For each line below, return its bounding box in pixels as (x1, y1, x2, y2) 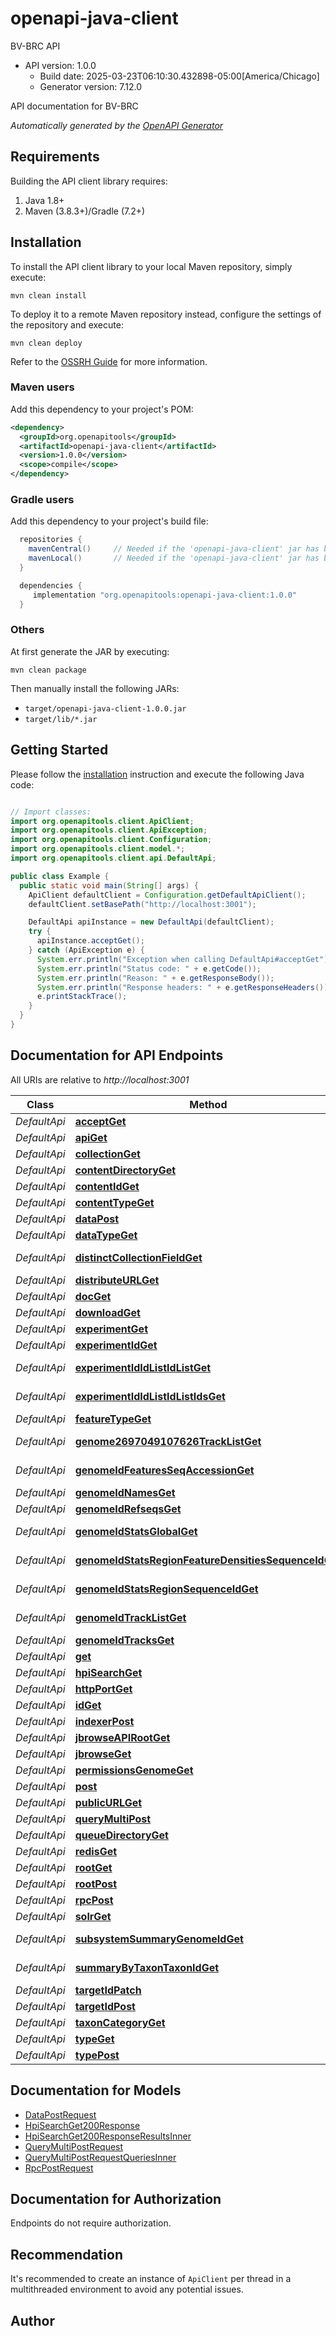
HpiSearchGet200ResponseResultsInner (24, 2130, 192, 2142)
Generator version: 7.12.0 (39, 80, 142, 92)
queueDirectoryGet (74, 1828, 169, 1842)
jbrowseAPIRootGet (74, 1730, 171, 1744)
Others (10, 623, 45, 637)
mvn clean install (10, 290, 87, 301)
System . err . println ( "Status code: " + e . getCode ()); (36, 963, 262, 974)
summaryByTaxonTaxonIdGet (74, 1960, 220, 1974)
